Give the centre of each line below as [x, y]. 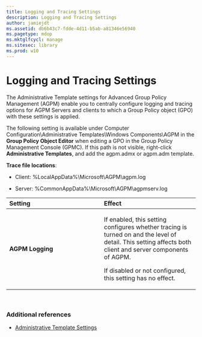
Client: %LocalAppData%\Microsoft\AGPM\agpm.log [80, 177]
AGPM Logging [31, 249]
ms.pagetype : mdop [29, 34]
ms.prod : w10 [23, 51]
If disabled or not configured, [145, 270]
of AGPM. [118, 257]
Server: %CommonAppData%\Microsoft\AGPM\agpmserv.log [91, 188]
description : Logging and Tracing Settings [62, 17]
